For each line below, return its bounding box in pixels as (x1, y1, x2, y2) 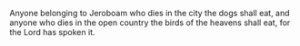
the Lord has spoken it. (9, 27, 95, 37)
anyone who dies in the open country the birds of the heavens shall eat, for (9, 17, 291, 28)
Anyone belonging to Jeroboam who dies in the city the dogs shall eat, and (9, 8, 290, 18)
